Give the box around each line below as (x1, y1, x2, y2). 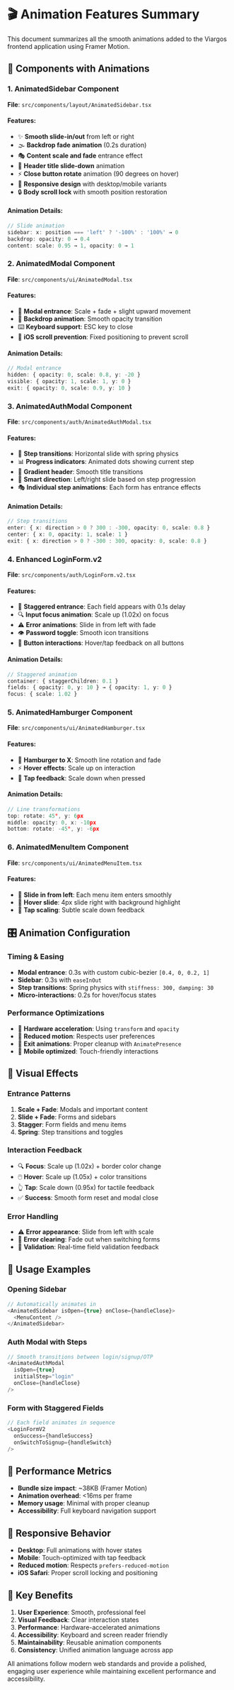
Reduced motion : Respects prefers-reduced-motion (17, 1561, 170, 1569)
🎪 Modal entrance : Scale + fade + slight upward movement (17, 307, 191, 316)
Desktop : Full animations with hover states (17, 1546, 142, 1554)
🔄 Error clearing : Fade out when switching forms (17, 1235, 160, 1244)
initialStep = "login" (13, 1373, 74, 1381)
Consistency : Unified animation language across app (17, 1645, 173, 1654)
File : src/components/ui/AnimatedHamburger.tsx (7, 724, 146, 732)
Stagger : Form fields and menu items (17, 1120, 127, 1129)
